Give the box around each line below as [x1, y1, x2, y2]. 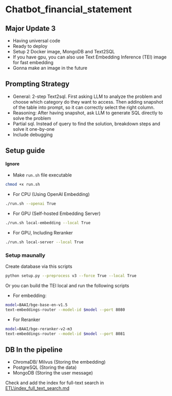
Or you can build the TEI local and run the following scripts [5, 283, 129, 289]
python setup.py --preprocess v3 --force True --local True [5, 273, 137, 279]
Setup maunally [5, 251, 45, 259]
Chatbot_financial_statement [5, 4, 132, 15]
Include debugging [12, 131, 53, 137]
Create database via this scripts [5, 263, 73, 270]
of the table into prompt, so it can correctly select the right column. [12, 104, 155, 110]
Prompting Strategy [5, 80, 70, 88]
